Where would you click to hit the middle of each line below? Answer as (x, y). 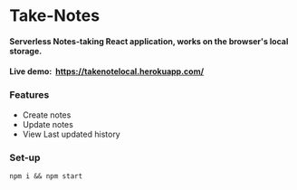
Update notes (48, 124)
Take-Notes (55, 16)
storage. (26, 51)
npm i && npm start (46, 176)
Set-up (25, 157)
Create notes (47, 115)
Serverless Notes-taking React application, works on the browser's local (149, 41)
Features (29, 95)
